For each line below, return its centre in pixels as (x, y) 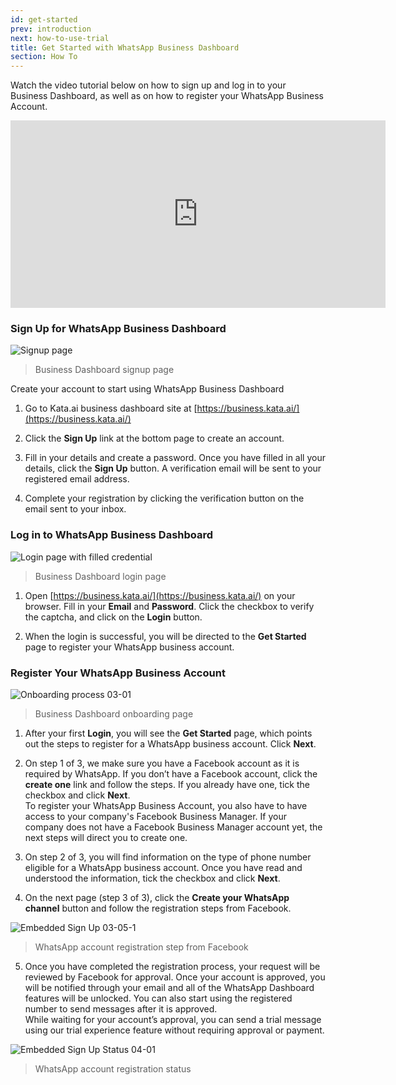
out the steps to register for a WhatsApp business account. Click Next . (170, 744)
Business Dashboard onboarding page (114, 714)
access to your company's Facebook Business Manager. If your (155, 817)
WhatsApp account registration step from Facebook (141, 947)
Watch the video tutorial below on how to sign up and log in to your (148, 85)
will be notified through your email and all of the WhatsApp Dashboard (169, 988)
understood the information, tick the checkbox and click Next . (152, 878)
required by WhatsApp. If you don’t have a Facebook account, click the (171, 774)
